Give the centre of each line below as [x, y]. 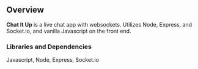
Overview [25, 10]
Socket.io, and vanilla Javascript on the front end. [69, 31]
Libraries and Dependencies [49, 47]
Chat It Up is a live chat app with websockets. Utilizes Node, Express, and [99, 24]
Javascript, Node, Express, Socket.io [53, 60]
